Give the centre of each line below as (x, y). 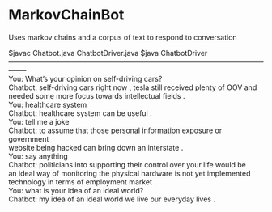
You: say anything (38, 156)
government (29, 138)
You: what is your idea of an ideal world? (76, 190)
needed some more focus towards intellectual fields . (97, 95)
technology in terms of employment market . (82, 182)
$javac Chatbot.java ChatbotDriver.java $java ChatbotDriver (108, 53)
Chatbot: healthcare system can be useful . (80, 113)
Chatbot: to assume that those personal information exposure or (115, 130)
